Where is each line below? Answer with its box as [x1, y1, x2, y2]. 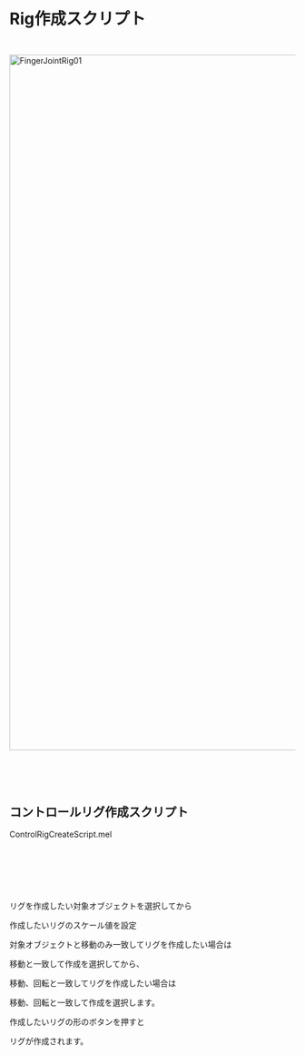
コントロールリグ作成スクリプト [9, 804, 189, 819]
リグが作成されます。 [9, 1036, 89, 1046]
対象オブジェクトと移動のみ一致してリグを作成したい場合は [9, 939, 232, 949]
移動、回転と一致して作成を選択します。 [9, 997, 161, 1008]
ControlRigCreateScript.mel [9, 829, 113, 839]
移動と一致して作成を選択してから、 [9, 959, 145, 969]
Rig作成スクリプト [9, 9, 146, 29]
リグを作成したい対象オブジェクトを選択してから [9, 900, 192, 911]
